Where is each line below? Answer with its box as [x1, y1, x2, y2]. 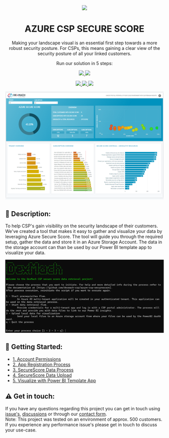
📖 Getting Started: [5, 343, 63, 351]
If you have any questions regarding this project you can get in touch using [5, 405, 160, 411]
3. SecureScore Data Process [12, 366, 74, 372]
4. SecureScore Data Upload [12, 372, 72, 378]
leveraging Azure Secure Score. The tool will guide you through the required [5, 234, 163, 240]
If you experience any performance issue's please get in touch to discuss [5, 421, 157, 427]
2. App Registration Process [12, 361, 70, 367]
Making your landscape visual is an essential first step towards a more [12, 40, 157, 46]
